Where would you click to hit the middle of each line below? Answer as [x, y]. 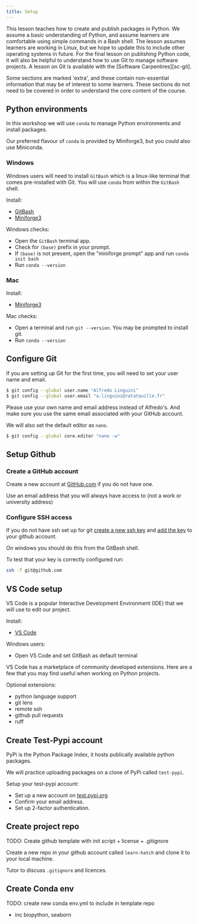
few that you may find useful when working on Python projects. [83, 674]
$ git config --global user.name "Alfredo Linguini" [72, 390]
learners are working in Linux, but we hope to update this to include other [95, 47]
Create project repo [43, 826]
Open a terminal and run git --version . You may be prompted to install [101, 328]
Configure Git [32, 359]
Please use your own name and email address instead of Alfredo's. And [93, 407]
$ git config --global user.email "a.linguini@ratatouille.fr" [86, 396]
